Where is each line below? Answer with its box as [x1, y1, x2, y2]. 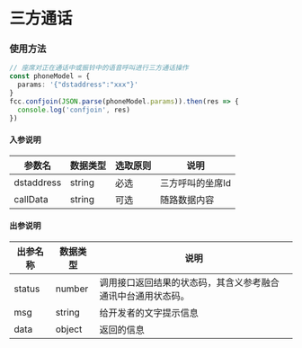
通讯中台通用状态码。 [99, 290, 191, 302]
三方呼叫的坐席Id [160, 176, 232, 189]
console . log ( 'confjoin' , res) [17, 105, 130, 114]
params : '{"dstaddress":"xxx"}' [17, 80, 139, 90]
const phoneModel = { [9, 72, 91, 81]
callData [13, 192, 49, 205]
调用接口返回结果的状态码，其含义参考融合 [99, 276, 280, 289]
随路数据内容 [160, 193, 215, 206]
